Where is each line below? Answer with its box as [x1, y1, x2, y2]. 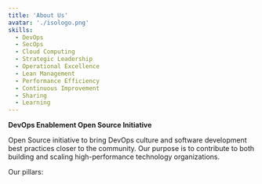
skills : [8, 26, 34, 34]
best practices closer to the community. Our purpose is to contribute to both [8, 144, 255, 153]
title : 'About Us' [8, 11, 68, 20]
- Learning [15, 99, 51, 106]
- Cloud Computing [15, 48, 76, 56]
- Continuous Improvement [15, 84, 100, 92]
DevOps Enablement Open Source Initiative [8, 121, 152, 130]
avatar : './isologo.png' [8, 19, 89, 27]
